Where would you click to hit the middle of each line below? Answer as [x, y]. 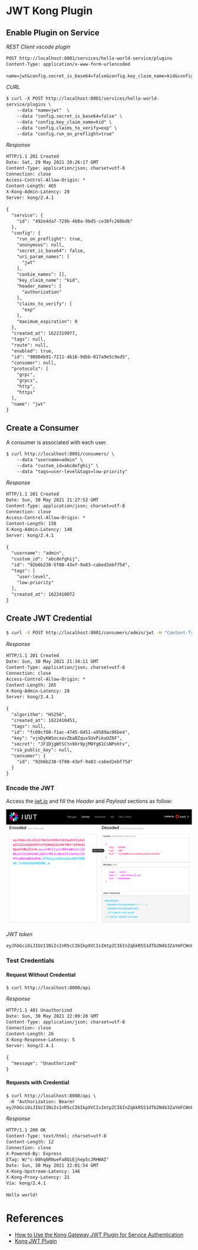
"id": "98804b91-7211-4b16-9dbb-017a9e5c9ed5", [71, 357]
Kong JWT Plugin [36, 1241]
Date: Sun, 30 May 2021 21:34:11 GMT [52, 661]
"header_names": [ [39, 286]
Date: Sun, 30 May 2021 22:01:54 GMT [52, 1165]
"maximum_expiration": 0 [47, 321]
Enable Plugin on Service [53, 33]
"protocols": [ [30, 369]
